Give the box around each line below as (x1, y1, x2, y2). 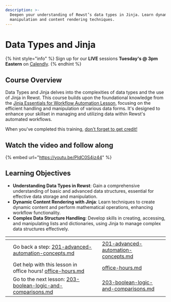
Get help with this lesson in (13, 261, 77, 268)
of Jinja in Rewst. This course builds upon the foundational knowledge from (5, 95, 164, 101)
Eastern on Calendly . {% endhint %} (5, 61, 81, 67)
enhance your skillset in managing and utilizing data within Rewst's (5, 111, 146, 117)
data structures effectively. (12, 226, 69, 232)
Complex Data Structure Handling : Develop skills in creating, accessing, (12, 215, 165, 221)
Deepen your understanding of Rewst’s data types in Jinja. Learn (10, 12, 154, 17)
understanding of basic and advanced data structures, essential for (12, 188, 154, 194)
